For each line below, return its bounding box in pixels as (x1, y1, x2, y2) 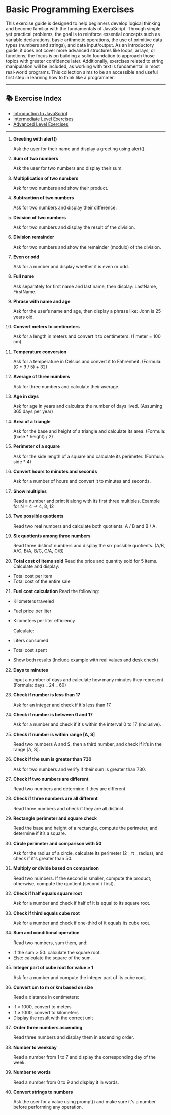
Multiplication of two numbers (13, 175, 79, 181)
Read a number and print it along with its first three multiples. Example (13, 498, 160, 504)
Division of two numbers (13, 214, 66, 220)
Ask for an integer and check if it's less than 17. (13, 702, 112, 708)
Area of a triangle (13, 418, 51, 424)
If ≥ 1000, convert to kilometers (13, 1009, 79, 1015)
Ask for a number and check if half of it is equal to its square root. (13, 900, 151, 906)
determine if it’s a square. (13, 830, 66, 837)
